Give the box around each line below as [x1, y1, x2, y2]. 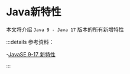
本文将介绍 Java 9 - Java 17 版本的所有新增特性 [6, 26, 124, 33]
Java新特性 [6, 5, 61, 19]
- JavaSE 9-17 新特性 [6, 51, 56, 58]
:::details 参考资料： [6, 38, 54, 45]
